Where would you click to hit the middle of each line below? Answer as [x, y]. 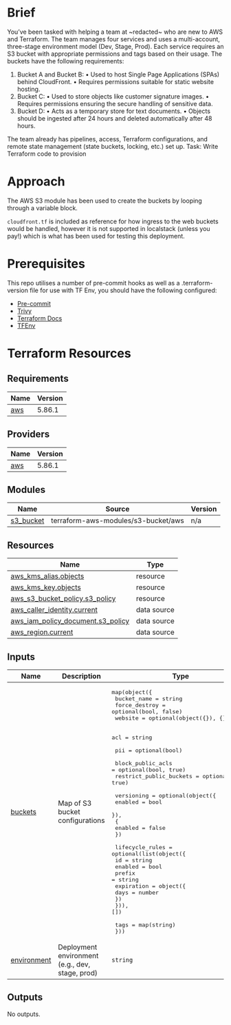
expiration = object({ [150, 886]
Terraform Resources [69, 354]
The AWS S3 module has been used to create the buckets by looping [105, 201]
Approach [36, 182]
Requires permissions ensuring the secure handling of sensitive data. [115, 103]
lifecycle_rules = [143, 848]
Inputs [21, 657]
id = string [133, 861]
